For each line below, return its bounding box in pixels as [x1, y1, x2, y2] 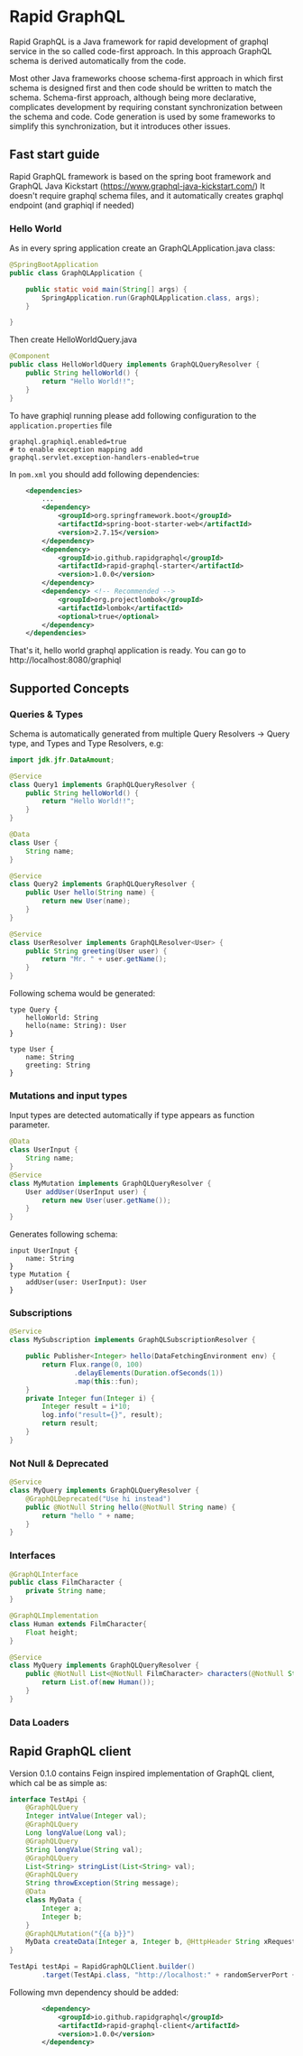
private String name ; [25, 1587, 106, 1596]
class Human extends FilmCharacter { [9, 1619, 147, 1628]
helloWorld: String [25, 1014, 99, 1023]
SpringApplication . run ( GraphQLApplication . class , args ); [41, 293, 260, 302]
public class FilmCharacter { [9, 1578, 124, 1588]
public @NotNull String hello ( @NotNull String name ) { [25, 1503, 236, 1512]
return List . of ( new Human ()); [41, 1678, 155, 1687]
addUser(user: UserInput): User [25, 1278, 147, 1287]
